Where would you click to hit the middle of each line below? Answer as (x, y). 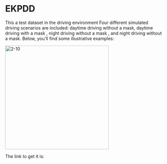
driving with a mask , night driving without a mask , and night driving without (83, 33)
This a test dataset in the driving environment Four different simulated (77, 22)
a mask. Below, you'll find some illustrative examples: (60, 38)
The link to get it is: (25, 156)
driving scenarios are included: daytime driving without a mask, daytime (79, 27)
